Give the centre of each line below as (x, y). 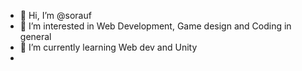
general (35, 36)
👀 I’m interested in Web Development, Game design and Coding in (155, 26)
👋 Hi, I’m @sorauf (55, 15)
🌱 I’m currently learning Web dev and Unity (108, 47)
